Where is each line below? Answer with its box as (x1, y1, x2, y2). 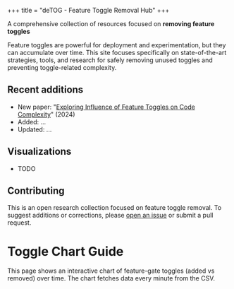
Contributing (7, 185, 65, 197)
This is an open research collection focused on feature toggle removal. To (7, 204, 222, 212)
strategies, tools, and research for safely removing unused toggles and (7, 56, 213, 64)
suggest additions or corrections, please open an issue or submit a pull (7, 211, 214, 220)
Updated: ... (17, 125, 52, 134)
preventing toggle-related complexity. (7, 64, 117, 71)
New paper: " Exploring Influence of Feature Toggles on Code (17, 102, 195, 111)
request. (7, 218, 32, 227)
